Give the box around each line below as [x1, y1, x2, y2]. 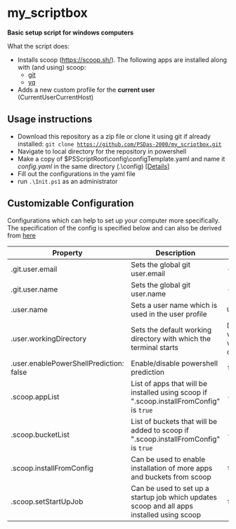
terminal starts [131, 342, 179, 352]
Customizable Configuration [7, 197, 135, 209]
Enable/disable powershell [131, 358, 218, 368]
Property [52, 248, 83, 258]
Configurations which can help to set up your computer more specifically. [7, 216, 220, 225]
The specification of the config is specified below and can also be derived [7, 223, 222, 232]
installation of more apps [131, 463, 213, 473]
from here [7, 231, 37, 239]
